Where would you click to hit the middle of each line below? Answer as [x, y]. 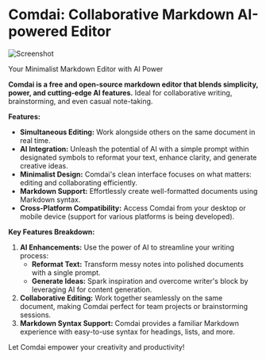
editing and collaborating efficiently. [78, 182]
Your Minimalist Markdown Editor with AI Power [86, 68]
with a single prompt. [66, 273]
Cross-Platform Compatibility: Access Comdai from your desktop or [133, 207]
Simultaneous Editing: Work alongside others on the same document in [137, 132]
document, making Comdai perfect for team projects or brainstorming [134, 306]
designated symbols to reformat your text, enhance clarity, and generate [138, 157]
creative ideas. [44, 165]
